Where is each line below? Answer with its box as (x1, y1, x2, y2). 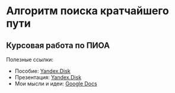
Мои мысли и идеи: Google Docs (14, 80, 97, 87)
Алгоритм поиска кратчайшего (6, 4, 169, 18)
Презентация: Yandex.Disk (14, 74, 82, 81)
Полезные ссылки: (6, 56, 53, 63)
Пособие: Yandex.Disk (14, 68, 71, 75)
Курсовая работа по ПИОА (6, 40, 110, 50)
